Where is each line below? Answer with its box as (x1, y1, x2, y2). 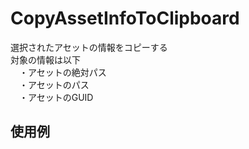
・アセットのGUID (18, 91, 94, 103)
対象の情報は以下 (10, 53, 81, 66)
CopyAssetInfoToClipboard (10, 7, 240, 30)
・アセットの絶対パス (18, 66, 107, 78)
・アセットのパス (18, 78, 90, 91)
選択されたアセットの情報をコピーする (10, 41, 168, 53)
